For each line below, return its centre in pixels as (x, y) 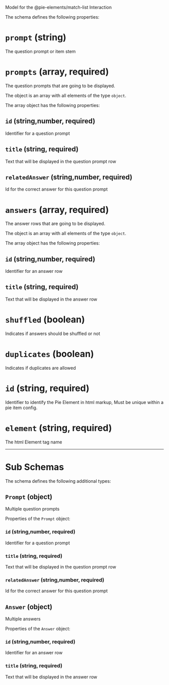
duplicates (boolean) (50, 354)
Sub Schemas (35, 467)
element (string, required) (59, 428)
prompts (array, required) (57, 72)
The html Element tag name (34, 442)
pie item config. (21, 408)
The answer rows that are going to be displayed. (55, 223)
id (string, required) (47, 388)
